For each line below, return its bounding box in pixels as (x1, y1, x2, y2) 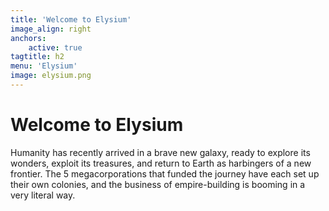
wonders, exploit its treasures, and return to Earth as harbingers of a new (10, 157, 312, 169)
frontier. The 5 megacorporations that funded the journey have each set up (10, 167, 320, 180)
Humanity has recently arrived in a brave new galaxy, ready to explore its (10, 146, 311, 158)
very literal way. (10, 189, 76, 201)
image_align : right (10, 24, 92, 34)
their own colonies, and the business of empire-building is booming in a (10, 178, 306, 190)
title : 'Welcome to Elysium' (10, 14, 132, 25)
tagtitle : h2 (10, 52, 65, 62)
